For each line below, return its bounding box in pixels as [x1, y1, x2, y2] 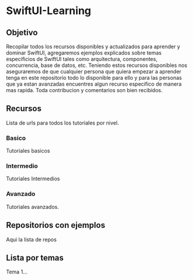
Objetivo [6, 28, 38, 38]
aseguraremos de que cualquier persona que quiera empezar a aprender [6, 68, 182, 75]
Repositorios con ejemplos [6, 220, 105, 230]
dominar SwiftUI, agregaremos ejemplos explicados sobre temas [6, 49, 162, 56]
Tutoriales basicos [6, 147, 50, 154]
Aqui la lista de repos [6, 236, 57, 243]
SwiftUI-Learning [6, 4, 92, 18]
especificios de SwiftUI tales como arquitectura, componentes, [6, 56, 158, 62]
